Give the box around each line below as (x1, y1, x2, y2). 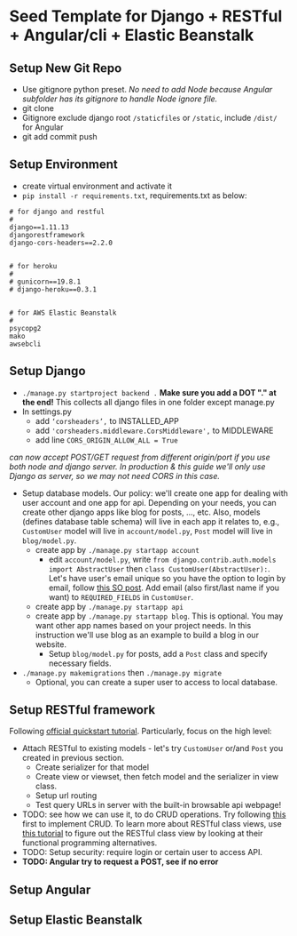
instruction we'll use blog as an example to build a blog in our (35, 629, 260, 640)
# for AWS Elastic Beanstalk (9, 308, 117, 317)
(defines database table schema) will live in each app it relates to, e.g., (21, 516, 280, 526)
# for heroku (9, 261, 58, 270)
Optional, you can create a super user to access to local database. (35, 676, 277, 687)
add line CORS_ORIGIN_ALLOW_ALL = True (35, 434, 179, 445)
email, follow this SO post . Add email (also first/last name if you (48, 582, 280, 593)
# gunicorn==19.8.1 (9, 277, 82, 286)
